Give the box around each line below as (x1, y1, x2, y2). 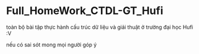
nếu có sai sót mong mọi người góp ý (6, 41, 97, 48)
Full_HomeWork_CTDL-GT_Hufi (6, 4, 163, 18)
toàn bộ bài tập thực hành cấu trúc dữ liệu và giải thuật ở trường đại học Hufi (6, 23, 193, 31)
